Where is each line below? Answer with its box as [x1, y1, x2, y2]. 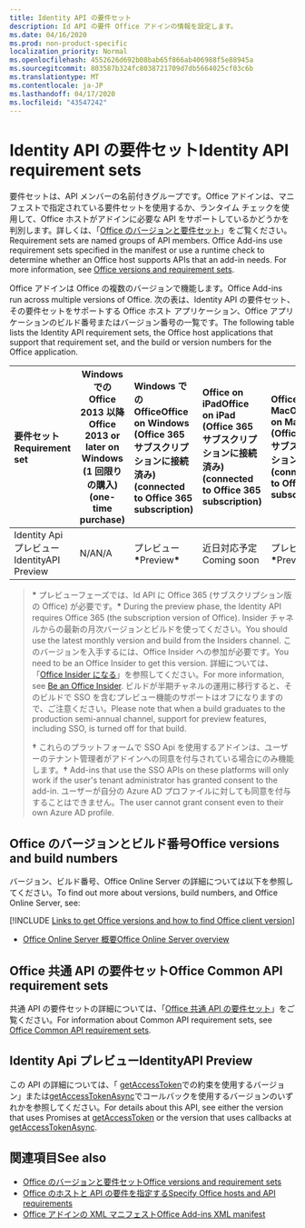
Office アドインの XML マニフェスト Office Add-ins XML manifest [22, 1208, 266, 1219]
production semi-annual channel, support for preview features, [31, 714, 268, 724]
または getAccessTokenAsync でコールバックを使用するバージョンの [25, 1090, 278, 1101]
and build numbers [9, 851, 118, 866]
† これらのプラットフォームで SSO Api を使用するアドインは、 [31, 742, 265, 753]
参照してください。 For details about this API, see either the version [33, 1102, 284, 1113]
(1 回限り [83, 465, 123, 478]
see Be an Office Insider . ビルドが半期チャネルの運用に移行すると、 [31, 681, 285, 692]
